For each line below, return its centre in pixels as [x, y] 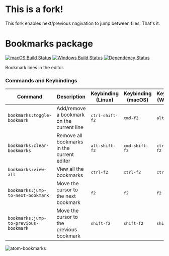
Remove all [69, 136]
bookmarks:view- [27, 170]
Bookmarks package [49, 44]
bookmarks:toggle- [30, 115]
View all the [70, 169]
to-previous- [23, 223]
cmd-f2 [131, 118]
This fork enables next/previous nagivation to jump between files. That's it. [83, 23]
